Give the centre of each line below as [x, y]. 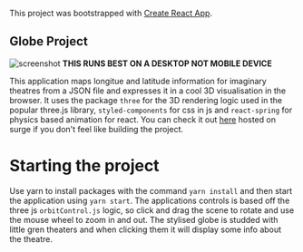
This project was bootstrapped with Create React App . [111, 13]
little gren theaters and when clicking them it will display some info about [146, 229]
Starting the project [85, 166]
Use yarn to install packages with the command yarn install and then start [151, 190]
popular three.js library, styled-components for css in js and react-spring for [151, 110]
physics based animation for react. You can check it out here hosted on [143, 119]
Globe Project [49, 41]
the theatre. [31, 238]
